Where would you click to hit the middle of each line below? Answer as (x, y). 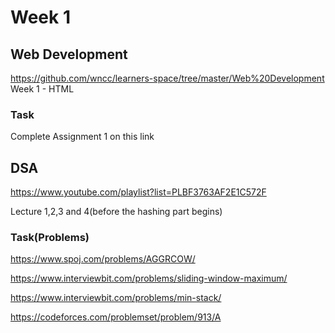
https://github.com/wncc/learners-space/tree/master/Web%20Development (167, 78)
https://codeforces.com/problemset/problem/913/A (116, 317)
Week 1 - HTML (42, 89)
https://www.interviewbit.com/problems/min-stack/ (116, 298)
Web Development (69, 54)
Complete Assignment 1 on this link (82, 137)
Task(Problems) (50, 238)
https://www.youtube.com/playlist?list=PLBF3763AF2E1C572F (138, 192)
